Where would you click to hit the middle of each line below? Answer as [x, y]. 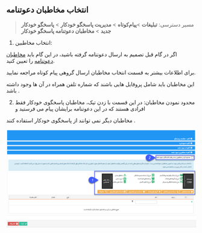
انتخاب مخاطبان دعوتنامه [47, 10]
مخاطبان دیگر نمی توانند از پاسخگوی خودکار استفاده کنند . [71, 120]
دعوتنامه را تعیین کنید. [30, 60]
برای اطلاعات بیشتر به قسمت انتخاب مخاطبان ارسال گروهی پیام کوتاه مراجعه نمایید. [101, 72]
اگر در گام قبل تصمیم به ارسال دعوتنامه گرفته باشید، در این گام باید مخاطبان [92, 54]
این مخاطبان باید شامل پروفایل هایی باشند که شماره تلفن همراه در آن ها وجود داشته [100, 84]
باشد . [13, 91]
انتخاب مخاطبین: [33, 42]
